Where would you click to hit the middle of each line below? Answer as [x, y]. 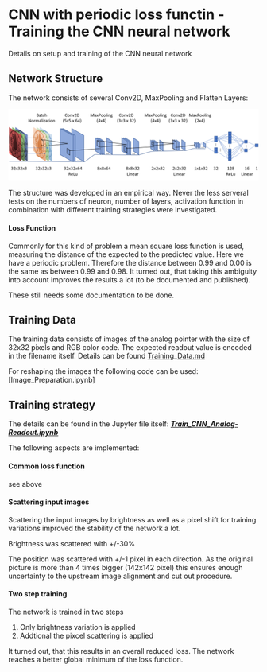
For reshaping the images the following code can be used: [103, 371]
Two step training [38, 594]
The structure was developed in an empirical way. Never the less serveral [128, 193]
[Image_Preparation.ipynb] [52, 380]
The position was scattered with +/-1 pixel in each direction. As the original [130, 559]
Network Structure [56, 78]
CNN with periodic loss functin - [116, 15]
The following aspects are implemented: [74, 448]
